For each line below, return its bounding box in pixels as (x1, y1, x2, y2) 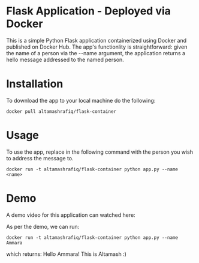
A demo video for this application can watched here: (6, 211, 136, 219)
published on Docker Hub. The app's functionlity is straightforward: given (6, 43, 188, 50)
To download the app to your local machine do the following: (6, 97, 156, 104)
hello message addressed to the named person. (6, 56, 124, 63)
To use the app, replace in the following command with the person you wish (6, 148, 194, 156)
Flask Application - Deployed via (6, 4, 171, 18)
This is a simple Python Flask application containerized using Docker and (6, 37, 187, 44)
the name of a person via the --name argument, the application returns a (6, 49, 186, 56)
